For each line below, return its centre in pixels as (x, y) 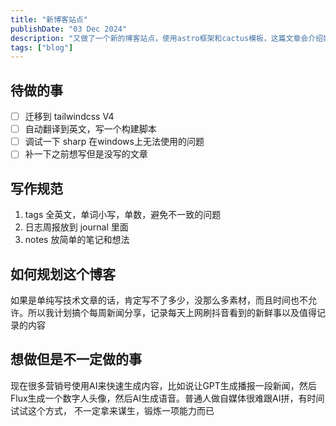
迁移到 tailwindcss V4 (69, 117)
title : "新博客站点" (49, 19)
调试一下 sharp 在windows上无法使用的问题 (114, 142)
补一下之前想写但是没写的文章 (86, 154)
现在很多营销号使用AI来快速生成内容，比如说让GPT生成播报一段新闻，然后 (163, 385)
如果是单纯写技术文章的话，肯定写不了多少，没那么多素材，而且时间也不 (159, 300)
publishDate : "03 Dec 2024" (69, 29)
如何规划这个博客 (63, 274)
